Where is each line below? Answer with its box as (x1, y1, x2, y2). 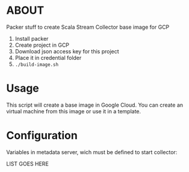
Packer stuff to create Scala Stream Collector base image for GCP (6, 23, 170, 31)
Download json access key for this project (14, 47, 119, 55)
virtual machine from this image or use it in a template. (6, 107, 141, 114)
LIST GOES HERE (6, 160, 49, 167)
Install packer (14, 35, 49, 42)
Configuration (6, 129, 78, 143)
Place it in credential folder (14, 54, 82, 61)
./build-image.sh (14, 61, 59, 68)
